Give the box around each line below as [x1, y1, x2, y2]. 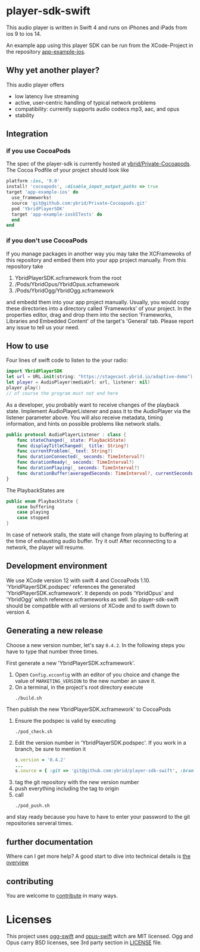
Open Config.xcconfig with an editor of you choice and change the [14, 671, 180, 678]
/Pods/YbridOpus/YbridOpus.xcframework [14, 280, 120, 288]
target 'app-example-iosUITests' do [11, 211, 102, 217]
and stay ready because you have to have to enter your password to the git [6, 813, 190, 820]
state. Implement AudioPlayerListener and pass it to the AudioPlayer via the [6, 407, 191, 414]
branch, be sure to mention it [14, 745, 86, 753]
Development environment [6, 561, 108, 571]
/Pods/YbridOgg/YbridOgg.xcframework [14, 287, 114, 294]
